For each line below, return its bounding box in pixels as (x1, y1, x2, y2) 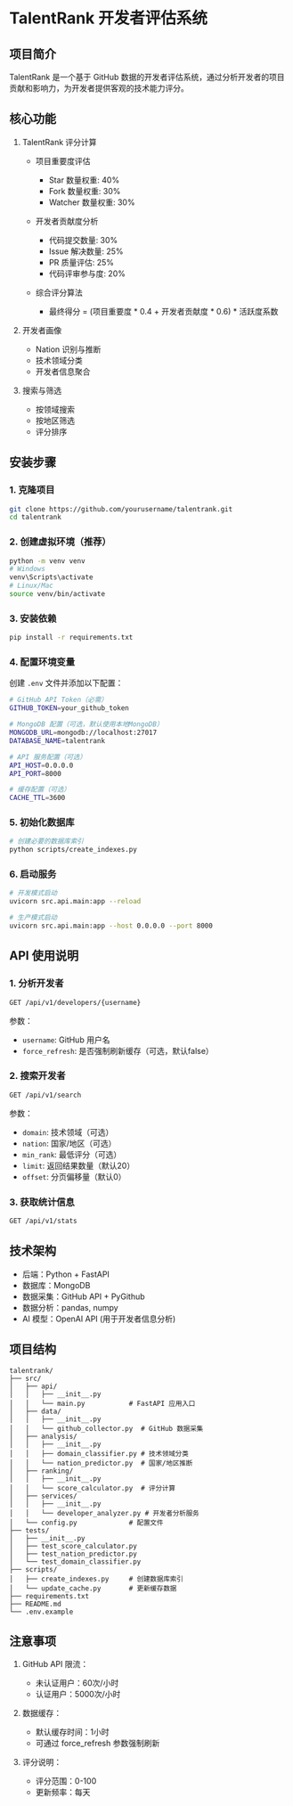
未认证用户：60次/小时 (35, 1678, 119, 1688)
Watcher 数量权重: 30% (48, 197, 135, 208)
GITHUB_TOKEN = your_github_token (9, 704, 129, 713)
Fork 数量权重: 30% (48, 185, 121, 196)
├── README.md (9, 1599, 62, 1608)
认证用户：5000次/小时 (35, 1689, 121, 1700)
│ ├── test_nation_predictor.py (9, 1549, 138, 1558)
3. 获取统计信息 (9, 1196, 76, 1208)
